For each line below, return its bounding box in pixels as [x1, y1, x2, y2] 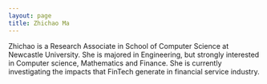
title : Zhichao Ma [8, 19, 70, 27]
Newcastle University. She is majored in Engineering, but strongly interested [8, 50, 260, 59]
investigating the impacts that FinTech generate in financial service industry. [8, 66, 260, 76]
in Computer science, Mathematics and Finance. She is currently [8, 58, 222, 68]
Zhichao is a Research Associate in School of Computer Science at [8, 41, 229, 50]
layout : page [8, 11, 52, 20]
